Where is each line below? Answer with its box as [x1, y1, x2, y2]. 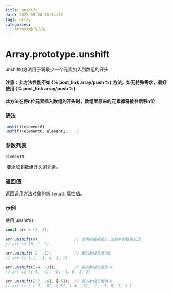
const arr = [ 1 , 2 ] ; [5, 227, 50, 232]
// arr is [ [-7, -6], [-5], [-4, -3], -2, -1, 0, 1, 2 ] [5, 283, 132, 289]
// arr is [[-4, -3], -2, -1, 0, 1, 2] [5, 269, 91, 275]
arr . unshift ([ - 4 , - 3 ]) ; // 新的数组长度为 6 [5, 265, 113, 270]
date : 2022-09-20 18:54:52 [5, 12, 63, 17]
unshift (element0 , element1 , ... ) [5, 129, 80, 134]
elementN [5, 154, 24, 159]
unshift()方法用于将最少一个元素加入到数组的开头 [5, 66, 109, 72]
